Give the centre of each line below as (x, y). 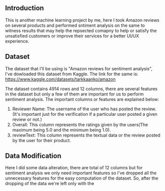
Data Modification (33, 156)
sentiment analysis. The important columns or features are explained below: (82, 99)
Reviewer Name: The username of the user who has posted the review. (84, 109)
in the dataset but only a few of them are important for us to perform (74, 94)
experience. (17, 41)
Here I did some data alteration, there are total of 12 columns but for (74, 168)
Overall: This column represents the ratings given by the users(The (80, 124)
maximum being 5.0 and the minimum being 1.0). (61, 130)
